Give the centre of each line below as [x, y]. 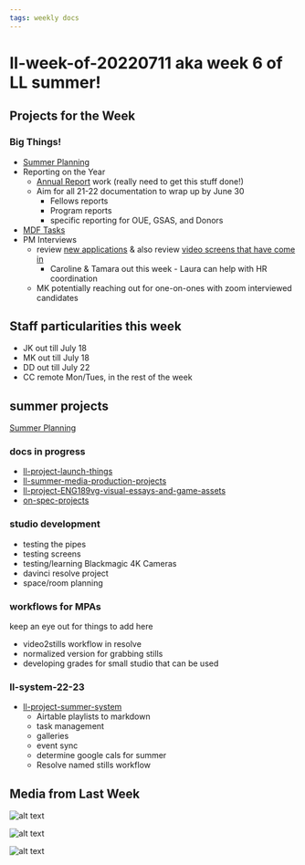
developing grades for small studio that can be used [121, 663]
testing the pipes [54, 544]
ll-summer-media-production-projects [95, 481]
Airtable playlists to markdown [93, 716]
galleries [53, 736]
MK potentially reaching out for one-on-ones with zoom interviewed [164, 287]
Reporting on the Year [64, 172]
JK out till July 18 [54, 349]
